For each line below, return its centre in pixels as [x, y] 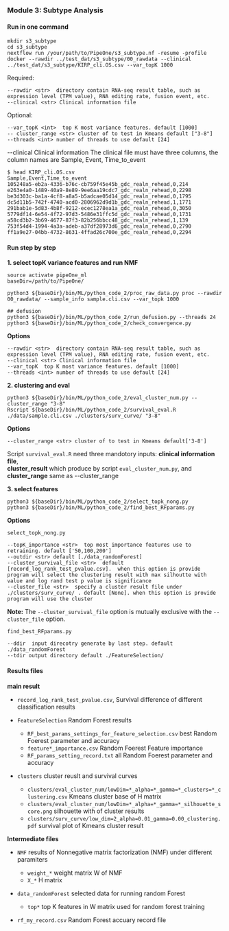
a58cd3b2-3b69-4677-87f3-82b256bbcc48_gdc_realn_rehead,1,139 [98, 221]
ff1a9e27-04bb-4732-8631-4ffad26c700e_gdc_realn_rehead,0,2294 [99, 233]
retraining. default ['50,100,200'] [59, 551]
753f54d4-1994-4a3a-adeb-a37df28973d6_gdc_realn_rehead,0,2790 [99, 226]
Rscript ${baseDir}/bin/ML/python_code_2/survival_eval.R [92, 410]
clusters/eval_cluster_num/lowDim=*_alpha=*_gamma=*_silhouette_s [124, 804]
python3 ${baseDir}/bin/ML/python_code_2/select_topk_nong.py [98, 502]
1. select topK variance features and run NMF [73, 263]
